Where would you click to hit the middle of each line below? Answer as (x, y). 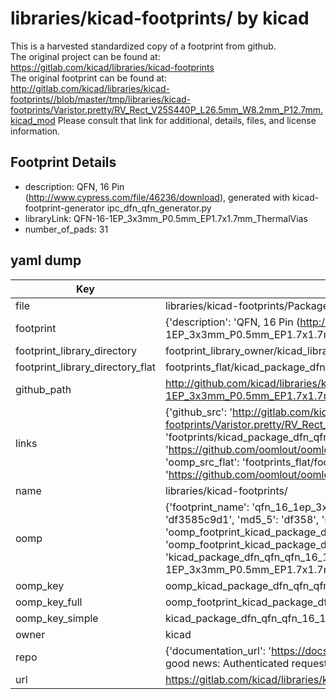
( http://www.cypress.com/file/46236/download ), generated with (157, 197)
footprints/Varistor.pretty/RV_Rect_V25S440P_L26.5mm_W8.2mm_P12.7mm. (167, 109)
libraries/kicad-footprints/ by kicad (160, 18)
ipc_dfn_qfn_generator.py (159, 208)
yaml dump (46, 260)
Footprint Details (63, 162)
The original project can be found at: (85, 56)
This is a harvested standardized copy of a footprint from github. (143, 46)
